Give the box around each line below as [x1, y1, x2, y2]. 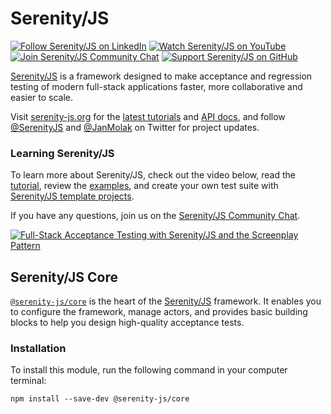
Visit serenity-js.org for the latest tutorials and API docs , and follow [10, 110, 286, 122]
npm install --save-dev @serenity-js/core [10, 394, 190, 404]
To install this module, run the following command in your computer [10, 364, 288, 376]
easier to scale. [10, 91, 74, 103]
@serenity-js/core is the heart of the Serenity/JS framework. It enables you [10, 295, 322, 307]
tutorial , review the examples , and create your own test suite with [10, 180, 279, 192]
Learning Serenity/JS [10, 146, 115, 160]
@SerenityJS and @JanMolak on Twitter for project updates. [10, 121, 260, 133]
